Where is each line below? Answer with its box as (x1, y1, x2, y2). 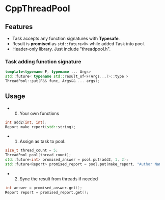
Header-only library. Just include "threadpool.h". (12, 46, 111, 52)
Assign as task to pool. (19, 139, 66, 144)
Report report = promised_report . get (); (5, 190, 89, 195)
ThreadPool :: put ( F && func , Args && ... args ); (5, 79, 100, 84)
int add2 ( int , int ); (5, 120, 48, 125)
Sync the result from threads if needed (19, 175, 98, 182)
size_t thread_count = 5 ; (5, 148, 58, 153)
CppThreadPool (5, 3, 70, 14)
